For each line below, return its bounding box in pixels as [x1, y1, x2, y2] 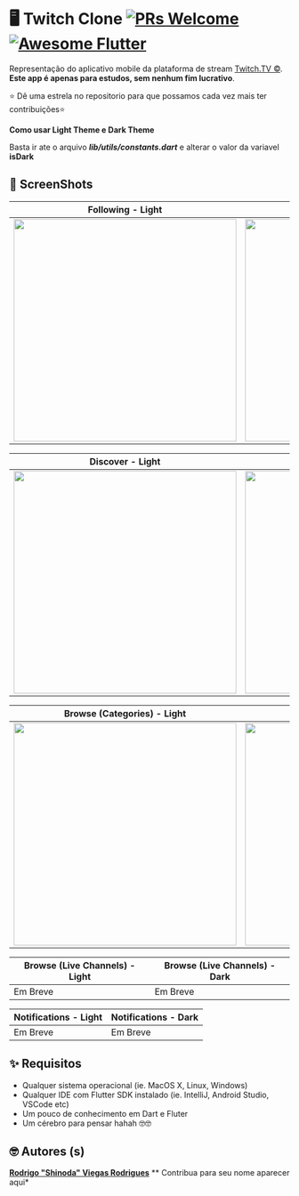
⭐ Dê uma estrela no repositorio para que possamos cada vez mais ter [9, 90, 267, 101]
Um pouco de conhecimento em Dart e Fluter [21, 1108, 189, 1119]
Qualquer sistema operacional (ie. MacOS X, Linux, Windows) [21, 1079, 248, 1090]
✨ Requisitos [9, 1056, 82, 1071]
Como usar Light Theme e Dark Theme [9, 124, 155, 135]
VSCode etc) [21, 1098, 69, 1110]
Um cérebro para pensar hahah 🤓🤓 [21, 1118, 152, 1128]
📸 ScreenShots [9, 177, 93, 192]
